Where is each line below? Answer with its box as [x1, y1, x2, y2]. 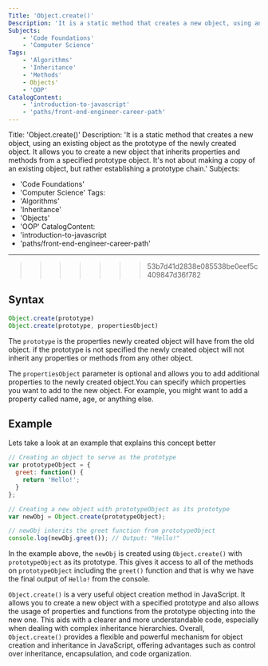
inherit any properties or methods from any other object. [8, 353, 194, 363]
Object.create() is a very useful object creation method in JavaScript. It [8, 589, 246, 599]
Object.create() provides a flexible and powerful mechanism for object [8, 632, 243, 642]
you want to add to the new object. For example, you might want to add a [8, 385, 249, 395]
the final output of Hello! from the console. [8, 574, 150, 584]
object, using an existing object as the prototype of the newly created [8, 139, 237, 148]
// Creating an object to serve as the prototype [8, 454, 177, 462]
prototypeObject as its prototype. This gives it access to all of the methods [8, 558, 254, 567]
